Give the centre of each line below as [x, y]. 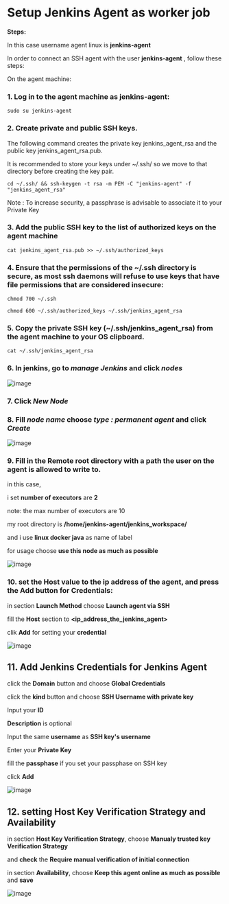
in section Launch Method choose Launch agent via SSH [88, 605]
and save [20, 880]
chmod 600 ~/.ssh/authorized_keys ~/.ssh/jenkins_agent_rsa [95, 311]
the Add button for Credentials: [60, 591]
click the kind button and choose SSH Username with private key [100, 697]
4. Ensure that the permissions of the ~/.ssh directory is [102, 267]
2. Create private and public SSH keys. [73, 128]
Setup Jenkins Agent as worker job [109, 13]
